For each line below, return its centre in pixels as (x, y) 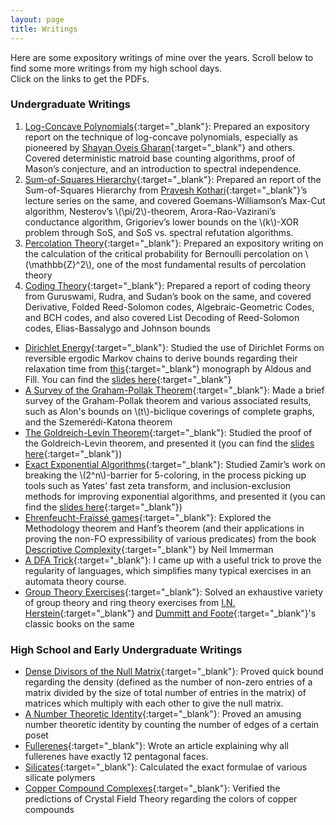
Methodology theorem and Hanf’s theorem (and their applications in (164, 528)
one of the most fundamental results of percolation (201, 264)
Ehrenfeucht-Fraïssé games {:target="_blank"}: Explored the (148, 517)
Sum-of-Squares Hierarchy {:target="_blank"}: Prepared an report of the (173, 179)
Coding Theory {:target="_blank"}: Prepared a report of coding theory (167, 285)
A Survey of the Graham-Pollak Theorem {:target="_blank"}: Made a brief (174, 390)
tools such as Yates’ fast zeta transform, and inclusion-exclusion (158, 485)
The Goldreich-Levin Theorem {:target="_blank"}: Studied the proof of (168, 432)
